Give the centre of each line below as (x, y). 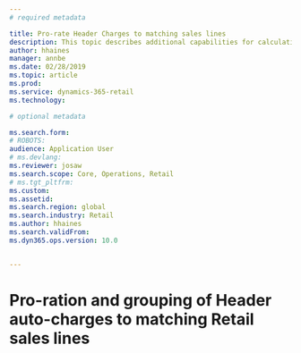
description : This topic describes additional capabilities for (132, 42)
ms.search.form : (39, 132)
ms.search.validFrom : (50, 232)
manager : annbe (38, 59)
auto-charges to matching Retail (132, 319)
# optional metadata (48, 116)
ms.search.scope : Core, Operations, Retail (92, 174)
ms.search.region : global (57, 207)
